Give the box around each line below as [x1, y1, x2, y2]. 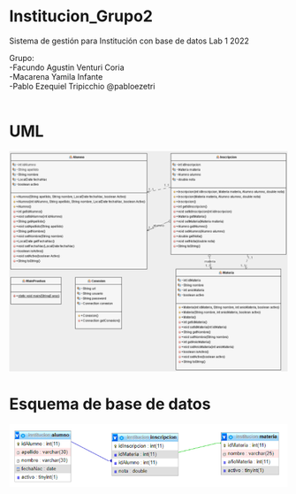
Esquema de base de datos [9, 394, 211, 413]
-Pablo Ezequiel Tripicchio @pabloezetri [9, 81, 156, 91]
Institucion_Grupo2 [9, 6, 153, 27]
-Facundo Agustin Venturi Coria [9, 62, 125, 73]
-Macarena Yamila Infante [9, 71, 103, 81]
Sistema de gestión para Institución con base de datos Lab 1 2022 [9, 35, 249, 46]
